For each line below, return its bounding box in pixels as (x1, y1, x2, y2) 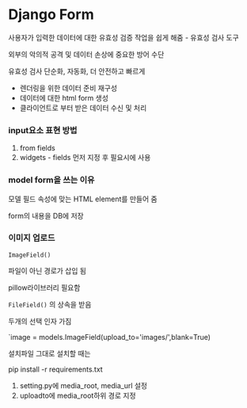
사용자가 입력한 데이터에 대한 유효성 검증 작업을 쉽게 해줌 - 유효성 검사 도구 (8, 32, 239, 42)
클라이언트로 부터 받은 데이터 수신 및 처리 (19, 103, 147, 112)
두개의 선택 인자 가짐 (8, 316, 72, 326)
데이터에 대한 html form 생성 (19, 93, 109, 102)
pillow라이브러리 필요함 (8, 283, 81, 292)
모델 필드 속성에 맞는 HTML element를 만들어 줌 (8, 194, 158, 204)
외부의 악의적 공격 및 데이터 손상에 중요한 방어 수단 (8, 49, 165, 59)
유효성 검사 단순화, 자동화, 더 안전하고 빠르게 (8, 66, 146, 76)
